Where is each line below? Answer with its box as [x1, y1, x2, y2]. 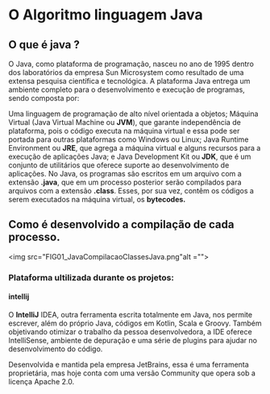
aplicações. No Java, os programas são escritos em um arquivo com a [8, 169, 242, 178]
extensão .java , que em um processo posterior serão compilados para [8, 177, 242, 187]
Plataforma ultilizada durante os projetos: [8, 272, 175, 283]
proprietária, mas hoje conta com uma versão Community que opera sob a [8, 368, 255, 378]
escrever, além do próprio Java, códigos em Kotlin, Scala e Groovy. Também [8, 318, 262, 328]
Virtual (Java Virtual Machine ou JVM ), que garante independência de [8, 118, 242, 126]
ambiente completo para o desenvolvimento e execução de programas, [8, 85, 246, 94]
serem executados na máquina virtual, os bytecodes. [8, 195, 186, 204]
